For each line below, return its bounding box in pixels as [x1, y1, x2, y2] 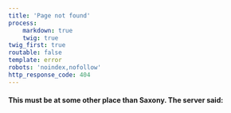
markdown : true [22, 26, 73, 34]
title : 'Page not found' [8, 11, 91, 20]
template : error [8, 56, 62, 64]
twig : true [22, 33, 59, 42]
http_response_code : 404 [8, 71, 91, 79]
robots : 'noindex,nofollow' [8, 64, 102, 72]
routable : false [8, 49, 62, 56]
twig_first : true [8, 41, 66, 49]
